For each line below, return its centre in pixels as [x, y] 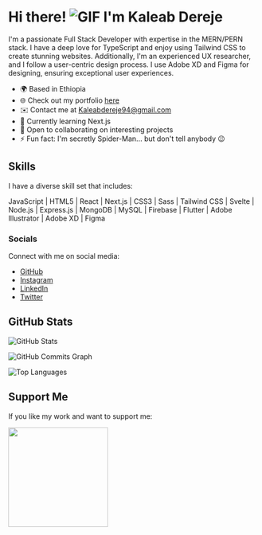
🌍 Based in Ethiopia [53, 88]
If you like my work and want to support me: [80, 416]
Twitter [31, 297]
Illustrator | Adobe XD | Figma [57, 218]
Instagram [36, 280]
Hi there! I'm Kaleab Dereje [115, 17]
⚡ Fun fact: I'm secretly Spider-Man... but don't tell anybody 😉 [122, 139]
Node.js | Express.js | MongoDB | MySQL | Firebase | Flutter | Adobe [120, 209]
